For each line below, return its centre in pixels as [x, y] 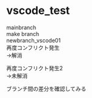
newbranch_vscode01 [34, 40]
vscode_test [38, 11]
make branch [23, 33]
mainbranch [21, 27]
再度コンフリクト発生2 [35, 68]
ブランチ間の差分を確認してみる [46, 88]
